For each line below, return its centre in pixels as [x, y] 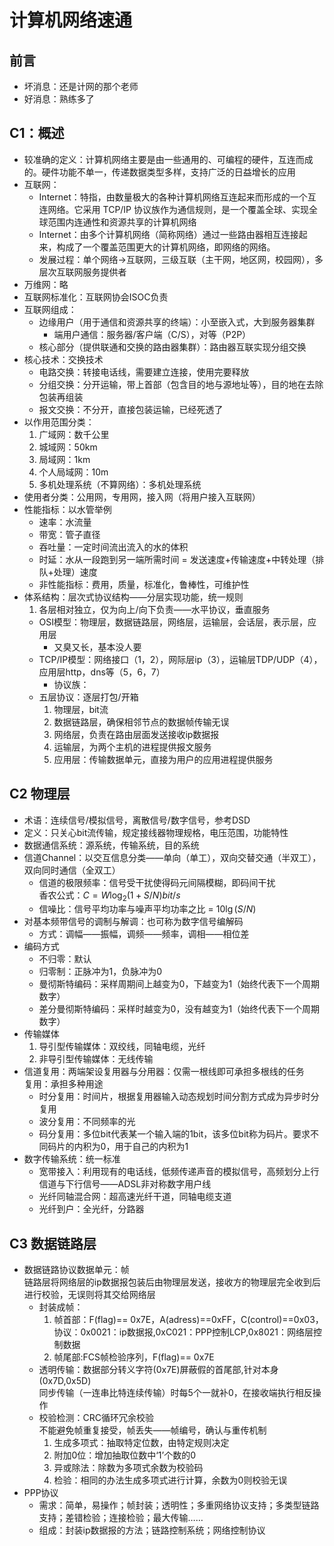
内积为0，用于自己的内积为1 [131, 1147]
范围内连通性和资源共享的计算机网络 [122, 222]
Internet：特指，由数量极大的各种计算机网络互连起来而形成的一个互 [177, 197]
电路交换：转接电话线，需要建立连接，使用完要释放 [144, 372]
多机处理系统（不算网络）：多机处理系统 [120, 484]
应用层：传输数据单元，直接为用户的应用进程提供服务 [163, 759]
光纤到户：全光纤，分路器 [91, 1209]
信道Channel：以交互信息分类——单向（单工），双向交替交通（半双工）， [172, 857]
